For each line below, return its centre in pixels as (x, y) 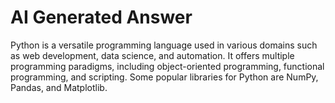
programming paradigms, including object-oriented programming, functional (167, 66)
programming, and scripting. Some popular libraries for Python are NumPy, (164, 77)
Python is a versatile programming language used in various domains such (164, 45)
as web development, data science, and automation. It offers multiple (152, 55)
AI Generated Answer (101, 17)
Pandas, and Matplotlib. (59, 87)
